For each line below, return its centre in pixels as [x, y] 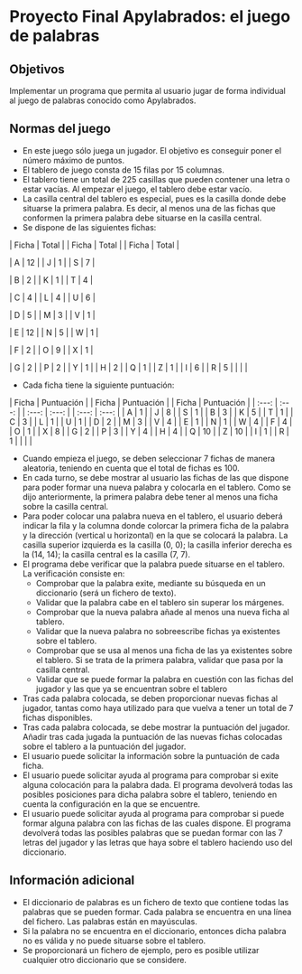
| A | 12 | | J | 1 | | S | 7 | [52, 262]
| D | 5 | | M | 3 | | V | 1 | [53, 314]
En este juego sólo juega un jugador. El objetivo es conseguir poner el [152, 150]
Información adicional [72, 880]
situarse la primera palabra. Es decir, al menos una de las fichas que [149, 208]
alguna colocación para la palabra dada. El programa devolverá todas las [157, 784]
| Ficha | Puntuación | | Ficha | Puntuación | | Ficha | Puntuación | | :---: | [143, 402]
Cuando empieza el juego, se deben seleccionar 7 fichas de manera [149, 458]
